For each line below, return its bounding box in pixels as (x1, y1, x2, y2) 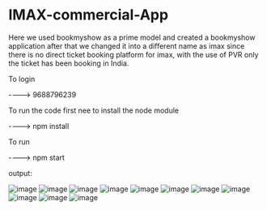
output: (8, 168, 32, 178)
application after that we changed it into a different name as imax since (8, 41, 245, 50)
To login (8, 74, 36, 84)
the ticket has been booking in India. (8, 58, 129, 68)
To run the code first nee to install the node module (8, 105, 180, 115)
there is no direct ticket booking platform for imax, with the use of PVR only (8, 49, 259, 59)
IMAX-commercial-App (8, 6, 168, 24)
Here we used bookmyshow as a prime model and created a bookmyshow (8, 32, 256, 42)
